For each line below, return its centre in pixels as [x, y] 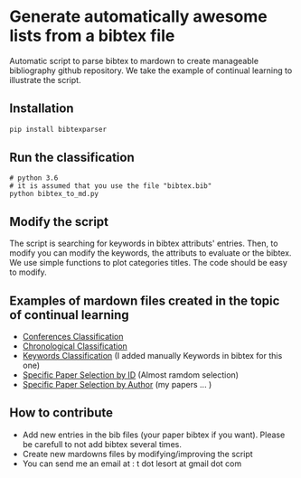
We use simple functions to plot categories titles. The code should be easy [148, 263]
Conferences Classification [73, 337]
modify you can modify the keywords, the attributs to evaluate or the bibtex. [150, 253]
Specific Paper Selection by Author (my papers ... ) [117, 385]
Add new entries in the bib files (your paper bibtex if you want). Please [154, 435]
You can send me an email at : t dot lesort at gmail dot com [132, 464]
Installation [42, 109]
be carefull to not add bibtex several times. [102, 444]
